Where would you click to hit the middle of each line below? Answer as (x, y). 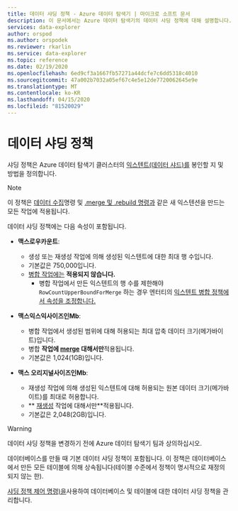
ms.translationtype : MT (42, 87)
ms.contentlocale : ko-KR (44, 93)
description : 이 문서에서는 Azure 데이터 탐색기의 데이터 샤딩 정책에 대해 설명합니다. (120, 21)
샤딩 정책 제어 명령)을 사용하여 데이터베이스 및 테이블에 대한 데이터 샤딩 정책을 (114, 491)
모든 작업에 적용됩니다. (39, 211)
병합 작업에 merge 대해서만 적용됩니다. (81, 348)
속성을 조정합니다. (71, 301)
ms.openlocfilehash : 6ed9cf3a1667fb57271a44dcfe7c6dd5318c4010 (103, 73)
